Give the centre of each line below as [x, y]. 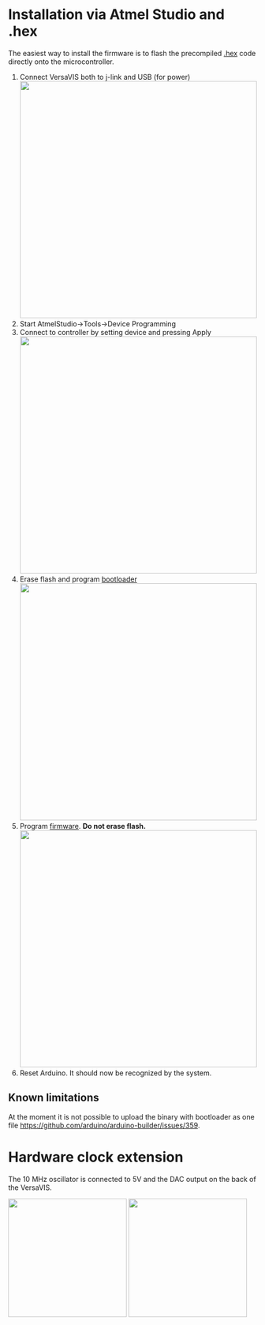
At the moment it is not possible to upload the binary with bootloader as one [131, 1116]
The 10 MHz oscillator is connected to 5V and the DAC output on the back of [132, 1179]
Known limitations [54, 1098]
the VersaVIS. [30, 1188]
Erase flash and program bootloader [78, 579]
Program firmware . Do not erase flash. [82, 826]
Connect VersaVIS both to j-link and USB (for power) [105, 77]
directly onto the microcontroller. [61, 62]
